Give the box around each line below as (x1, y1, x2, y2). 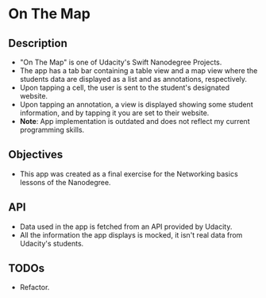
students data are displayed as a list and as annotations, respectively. (19, 75, 248, 83)
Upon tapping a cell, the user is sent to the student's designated (19, 83, 230, 92)
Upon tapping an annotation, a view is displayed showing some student (19, 100, 253, 109)
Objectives (8, 148, 64, 161)
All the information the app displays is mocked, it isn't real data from (19, 230, 243, 239)
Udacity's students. (19, 238, 84, 248)
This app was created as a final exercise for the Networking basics (19, 168, 238, 179)
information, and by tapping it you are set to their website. (19, 108, 210, 118)
